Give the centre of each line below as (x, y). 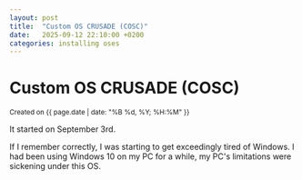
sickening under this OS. (55, 166)
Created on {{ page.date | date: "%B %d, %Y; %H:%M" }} (100, 113)
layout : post (34, 18)
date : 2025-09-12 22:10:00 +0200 (77, 35)
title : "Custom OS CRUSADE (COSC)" (79, 26)
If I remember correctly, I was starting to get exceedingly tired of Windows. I (152, 147)
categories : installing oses (65, 43)
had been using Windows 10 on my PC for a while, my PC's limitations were (151, 156)
